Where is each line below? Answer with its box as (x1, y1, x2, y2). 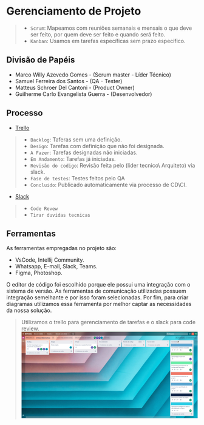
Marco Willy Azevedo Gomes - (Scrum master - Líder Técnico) (15, 71, 172, 78)
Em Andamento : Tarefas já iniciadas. (30, 155, 117, 162)
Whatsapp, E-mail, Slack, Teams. (15, 263, 98, 270)
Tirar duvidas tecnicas (30, 212, 91, 218)
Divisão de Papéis (6, 55, 75, 65)
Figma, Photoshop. (15, 269, 63, 277)
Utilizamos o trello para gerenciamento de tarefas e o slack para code (21, 319, 196, 326)
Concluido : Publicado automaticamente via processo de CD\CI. (30, 181, 187, 188)
